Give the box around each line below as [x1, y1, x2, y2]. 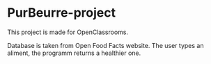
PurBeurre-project [7, 5, 116, 21]
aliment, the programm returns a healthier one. [7, 49, 141, 57]
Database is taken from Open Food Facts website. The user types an [7, 41, 204, 49]
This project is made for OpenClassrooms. [7, 28, 129, 36]
